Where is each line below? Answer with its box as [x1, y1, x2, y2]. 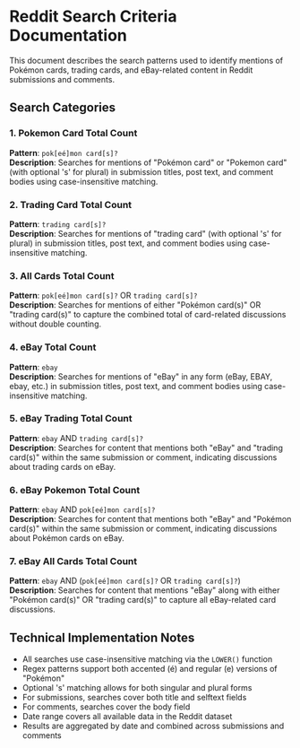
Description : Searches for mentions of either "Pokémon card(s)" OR [9, 300, 261, 310]
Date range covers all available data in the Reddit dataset [21, 711, 233, 722]
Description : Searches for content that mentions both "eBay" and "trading [9, 442, 284, 453]
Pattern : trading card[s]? [9, 218, 107, 230]
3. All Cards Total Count [9, 269, 115, 282]
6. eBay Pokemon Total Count [9, 483, 141, 496]
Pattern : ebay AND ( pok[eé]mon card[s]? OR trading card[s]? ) [9, 576, 242, 587]
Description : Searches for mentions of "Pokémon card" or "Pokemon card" [9, 157, 287, 168]
